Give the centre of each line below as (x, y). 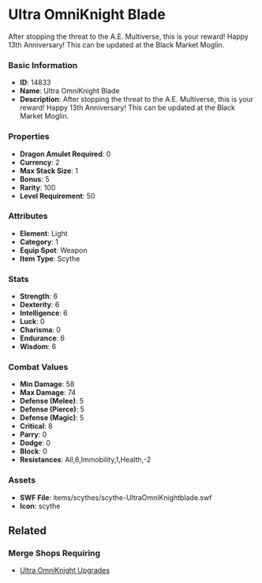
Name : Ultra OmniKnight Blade (69, 91)
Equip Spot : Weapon (53, 250)
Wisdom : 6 (38, 347)
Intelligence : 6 (44, 313)
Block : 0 (33, 451)
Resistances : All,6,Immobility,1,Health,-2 (85, 460)
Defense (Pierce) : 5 (52, 409)
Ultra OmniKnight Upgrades (65, 570)
